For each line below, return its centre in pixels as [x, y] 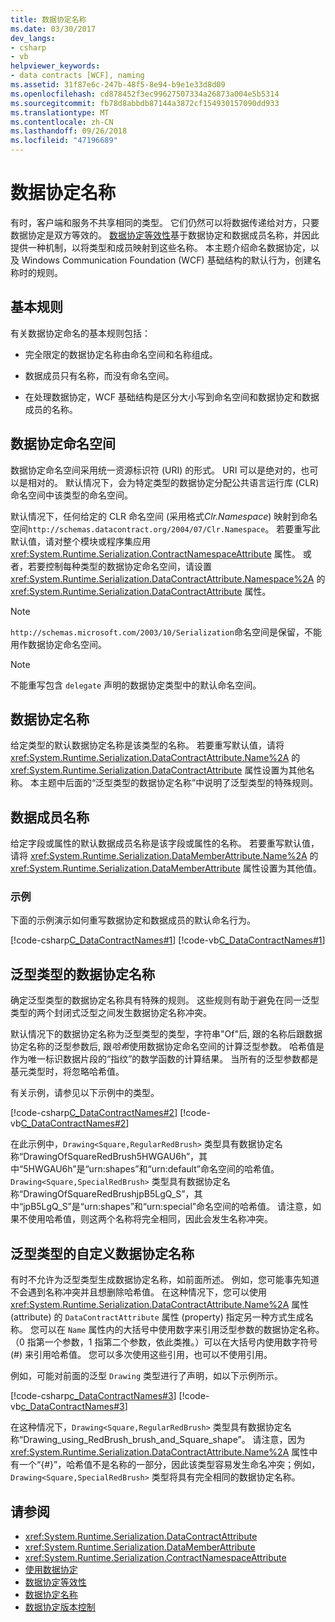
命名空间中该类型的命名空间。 [71, 495]
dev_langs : [33, 38]
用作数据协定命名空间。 [58, 644]
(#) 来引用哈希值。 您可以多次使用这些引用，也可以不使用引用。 [141, 1355]
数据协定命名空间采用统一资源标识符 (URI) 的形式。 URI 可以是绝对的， [156, 470]
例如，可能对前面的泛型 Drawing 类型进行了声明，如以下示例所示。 [146, 1376]
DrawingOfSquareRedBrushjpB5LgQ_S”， [109, 1194]
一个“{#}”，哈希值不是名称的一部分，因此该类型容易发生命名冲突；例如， [169, 1465]
